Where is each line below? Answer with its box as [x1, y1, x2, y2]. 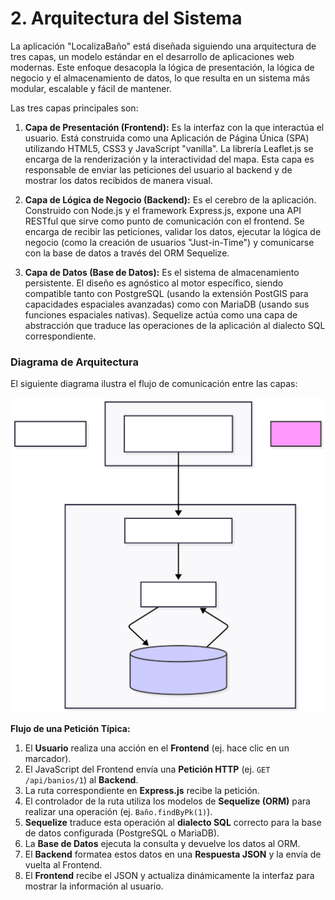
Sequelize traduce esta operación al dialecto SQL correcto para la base [24, 816, 322, 828]
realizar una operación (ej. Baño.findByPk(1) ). [24, 805, 213, 817]
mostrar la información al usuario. [24, 880, 164, 892]
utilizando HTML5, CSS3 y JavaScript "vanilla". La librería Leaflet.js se [24, 142, 314, 154]
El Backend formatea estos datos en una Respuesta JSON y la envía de [24, 848, 322, 860]
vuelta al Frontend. [24, 858, 103, 871]
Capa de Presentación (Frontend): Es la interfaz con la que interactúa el [24, 121, 325, 133]
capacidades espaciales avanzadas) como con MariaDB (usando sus [24, 298, 310, 310]
